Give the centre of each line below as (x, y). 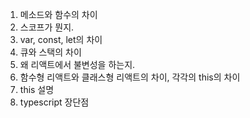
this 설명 (37, 89)
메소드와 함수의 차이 (58, 14)
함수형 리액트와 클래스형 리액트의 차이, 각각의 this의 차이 (130, 77)
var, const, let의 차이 (61, 39)
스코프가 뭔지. (47, 27)
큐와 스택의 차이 (50, 52)
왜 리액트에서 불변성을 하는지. (77, 64)
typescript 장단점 (54, 102)
